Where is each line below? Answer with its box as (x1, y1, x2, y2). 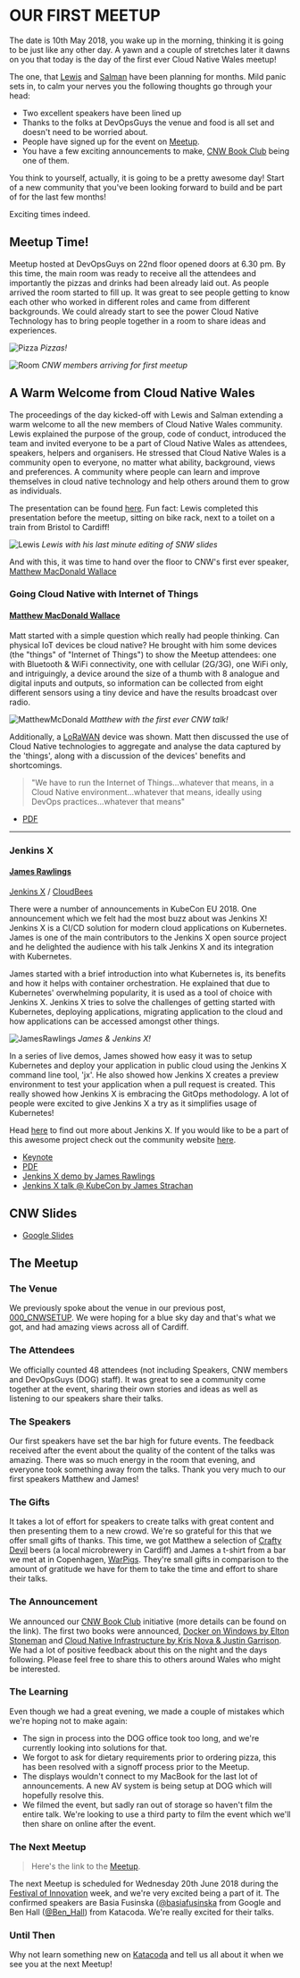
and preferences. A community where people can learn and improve (9, 466, 261, 477)
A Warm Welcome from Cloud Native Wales (9, 385, 255, 401)
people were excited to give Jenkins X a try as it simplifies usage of (9, 1097, 257, 1109)
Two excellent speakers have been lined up (21, 107, 182, 118)
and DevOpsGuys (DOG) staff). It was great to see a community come (9, 1374, 266, 1384)
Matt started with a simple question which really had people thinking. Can (9, 630, 279, 640)
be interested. (9, 1663, 61, 1674)
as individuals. (9, 485, 62, 496)
